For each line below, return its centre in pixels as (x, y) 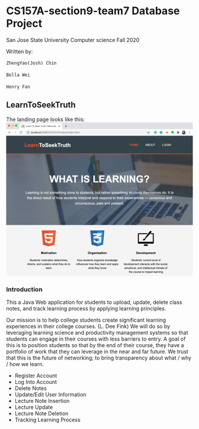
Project (24, 23)
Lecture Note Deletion (41, 413)
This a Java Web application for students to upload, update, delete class (94, 302)
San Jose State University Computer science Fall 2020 (73, 40)
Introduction (24, 289)
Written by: (20, 51)
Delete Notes (31, 388)
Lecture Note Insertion (42, 401)
